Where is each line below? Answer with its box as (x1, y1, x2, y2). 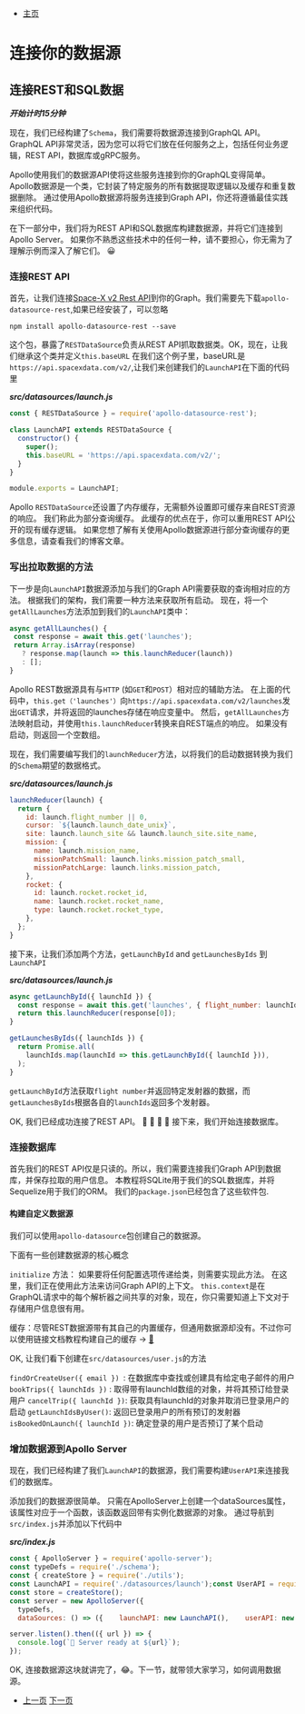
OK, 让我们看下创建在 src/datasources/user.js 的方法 (9, 1353, 207, 1364)
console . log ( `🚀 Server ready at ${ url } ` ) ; (17, 1639, 181, 1648)
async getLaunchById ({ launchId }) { (9, 992, 152, 1001)
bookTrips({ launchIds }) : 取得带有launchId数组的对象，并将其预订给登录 (9, 1384, 290, 1395)
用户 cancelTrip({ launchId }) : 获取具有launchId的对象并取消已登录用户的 (9, 1395, 290, 1406)
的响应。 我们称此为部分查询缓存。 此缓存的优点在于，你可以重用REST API (9, 513, 288, 524)
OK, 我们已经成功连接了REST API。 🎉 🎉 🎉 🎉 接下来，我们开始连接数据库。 (9, 1116, 284, 1127)
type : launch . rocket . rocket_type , (33, 905, 165, 915)
